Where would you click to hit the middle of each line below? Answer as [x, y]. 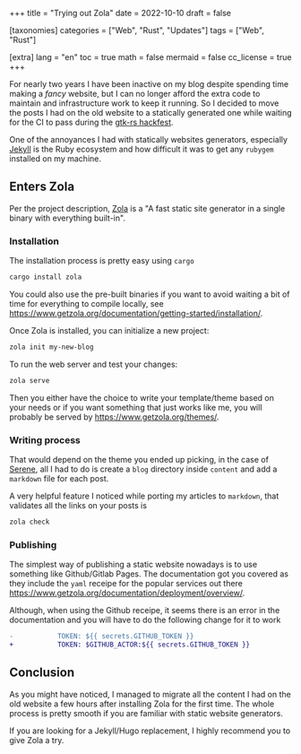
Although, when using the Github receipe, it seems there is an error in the [145, 611]
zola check [30, 522]
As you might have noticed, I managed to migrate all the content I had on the [150, 694]
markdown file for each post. [59, 479]
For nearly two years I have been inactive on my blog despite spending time [149, 84]
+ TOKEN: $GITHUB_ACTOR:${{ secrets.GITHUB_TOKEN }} [130, 645]
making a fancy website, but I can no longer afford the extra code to [135, 94]
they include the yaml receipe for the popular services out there [126, 584]
